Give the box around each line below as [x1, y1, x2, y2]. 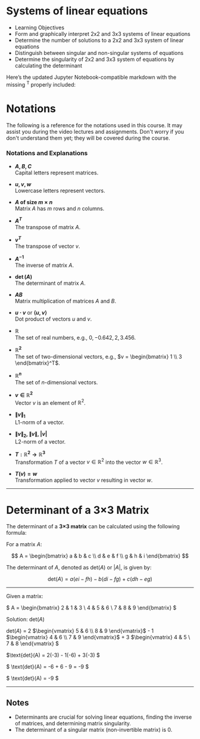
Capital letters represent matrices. [14, 169, 99, 176]
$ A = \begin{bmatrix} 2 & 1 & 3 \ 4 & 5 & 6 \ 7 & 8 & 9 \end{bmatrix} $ [6, 604, 177, 611]
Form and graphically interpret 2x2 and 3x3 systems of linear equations [14, 30, 190, 37]
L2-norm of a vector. [14, 438, 66, 445]
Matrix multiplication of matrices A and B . [14, 297, 117, 304]
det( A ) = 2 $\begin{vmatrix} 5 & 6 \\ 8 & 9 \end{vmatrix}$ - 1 [6, 627, 154, 635]
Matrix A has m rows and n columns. [14, 205, 105, 212]
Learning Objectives [14, 24, 64, 31]
